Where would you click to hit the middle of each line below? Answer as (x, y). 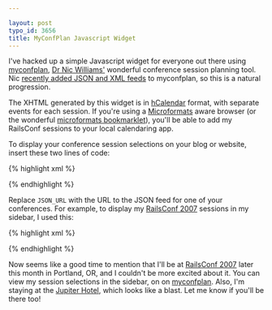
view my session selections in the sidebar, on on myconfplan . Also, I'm (127, 282)
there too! (25, 299)
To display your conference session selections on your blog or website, (128, 144)
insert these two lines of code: (59, 153)
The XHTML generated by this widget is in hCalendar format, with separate (134, 103)
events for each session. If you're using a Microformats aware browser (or (132, 111)
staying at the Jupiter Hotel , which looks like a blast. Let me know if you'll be (136, 291)
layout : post (30, 23)
